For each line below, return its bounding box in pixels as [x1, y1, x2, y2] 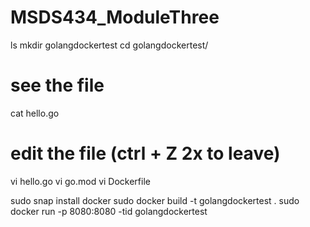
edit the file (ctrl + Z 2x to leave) [10, 142, 281, 165]
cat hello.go [10, 107, 60, 119]
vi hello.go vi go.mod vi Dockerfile [10, 175, 151, 187]
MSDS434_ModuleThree [10, 6, 220, 29]
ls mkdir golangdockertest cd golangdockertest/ [10, 39, 209, 51]
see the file [10, 74, 105, 97]
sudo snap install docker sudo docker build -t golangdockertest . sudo [10, 194, 300, 206]
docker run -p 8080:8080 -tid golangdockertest [10, 205, 208, 217]
